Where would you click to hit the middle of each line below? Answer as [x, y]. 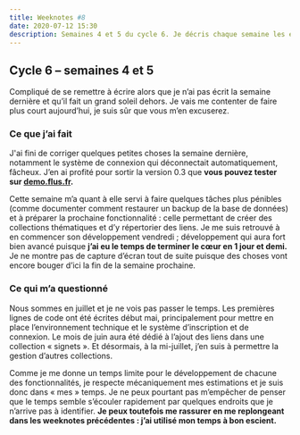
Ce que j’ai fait [41, 134]
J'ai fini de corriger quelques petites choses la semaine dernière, [129, 154]
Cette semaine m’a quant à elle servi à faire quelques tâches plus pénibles [146, 199]
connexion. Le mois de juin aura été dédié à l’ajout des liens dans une [137, 337]
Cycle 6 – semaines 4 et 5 [82, 70]
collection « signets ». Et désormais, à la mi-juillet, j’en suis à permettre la [144, 346]
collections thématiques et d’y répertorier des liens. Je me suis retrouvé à [145, 228]
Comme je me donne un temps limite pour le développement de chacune [143, 372]
